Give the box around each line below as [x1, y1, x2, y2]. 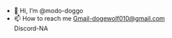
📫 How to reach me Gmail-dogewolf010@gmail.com [13, 15, 165, 22]
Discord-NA [13, 24, 49, 32]
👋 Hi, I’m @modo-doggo [13, 7, 84, 15]
